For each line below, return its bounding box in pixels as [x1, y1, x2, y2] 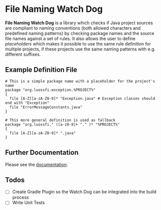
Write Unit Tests [12, 200, 45, 206]
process [12, 194, 29, 201]
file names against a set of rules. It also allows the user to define [5, 36, 136, 42]
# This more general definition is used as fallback [5, 118, 116, 123]
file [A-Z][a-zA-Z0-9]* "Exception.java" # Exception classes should [9, 96, 155, 101]
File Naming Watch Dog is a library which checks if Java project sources [5, 20, 153, 26]
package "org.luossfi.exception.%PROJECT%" [5, 87, 96, 92]
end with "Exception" [5, 100, 50, 105]
